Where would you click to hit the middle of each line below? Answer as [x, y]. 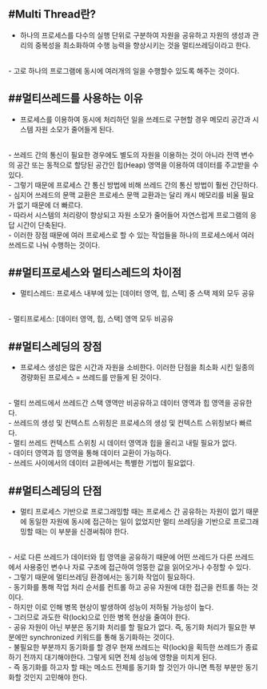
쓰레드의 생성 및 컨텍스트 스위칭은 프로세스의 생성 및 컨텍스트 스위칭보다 [125, 423]
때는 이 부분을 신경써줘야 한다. [82, 532]
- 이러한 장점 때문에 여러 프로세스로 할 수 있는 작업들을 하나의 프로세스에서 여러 [131, 235]
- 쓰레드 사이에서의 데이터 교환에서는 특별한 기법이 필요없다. [102, 463]
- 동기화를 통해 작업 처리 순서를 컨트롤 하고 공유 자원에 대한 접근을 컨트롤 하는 [129, 587]
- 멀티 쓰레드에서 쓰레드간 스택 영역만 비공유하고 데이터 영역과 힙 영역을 [120, 403]
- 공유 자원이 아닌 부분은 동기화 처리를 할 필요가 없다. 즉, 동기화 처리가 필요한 [128, 627]
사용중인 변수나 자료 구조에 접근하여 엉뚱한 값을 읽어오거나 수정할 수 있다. [137, 567]
